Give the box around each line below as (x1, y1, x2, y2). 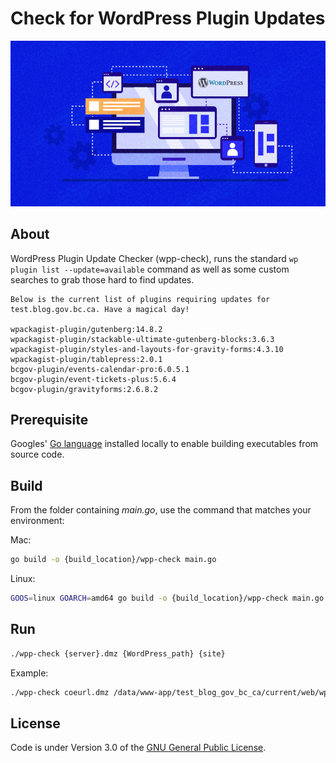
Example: (10, 667, 49, 679)
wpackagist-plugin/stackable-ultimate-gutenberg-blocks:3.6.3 (10, 334, 275, 344)
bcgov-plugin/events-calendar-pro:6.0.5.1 (10, 364, 190, 374)
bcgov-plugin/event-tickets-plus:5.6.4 (10, 374, 177, 384)
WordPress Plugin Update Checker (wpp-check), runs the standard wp (10, 252, 299, 264)
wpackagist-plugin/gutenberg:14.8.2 (10, 324, 163, 334)
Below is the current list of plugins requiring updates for (10, 294, 271, 304)
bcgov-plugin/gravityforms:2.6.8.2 (10, 384, 159, 394)
